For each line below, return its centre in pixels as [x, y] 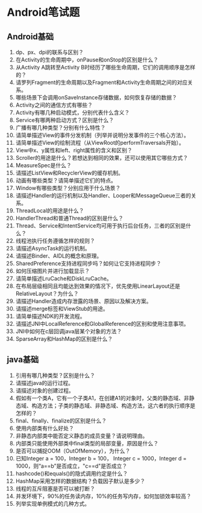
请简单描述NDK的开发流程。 [50, 316]
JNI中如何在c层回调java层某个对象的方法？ [69, 331]
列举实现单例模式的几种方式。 [52, 503]
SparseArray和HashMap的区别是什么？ [64, 339]
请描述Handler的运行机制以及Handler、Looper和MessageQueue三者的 [103, 196]
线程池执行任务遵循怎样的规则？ [55, 241]
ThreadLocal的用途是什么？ [50, 211]
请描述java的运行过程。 [45, 383]
